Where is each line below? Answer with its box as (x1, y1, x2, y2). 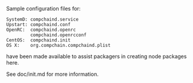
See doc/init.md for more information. (6, 71, 99, 78)
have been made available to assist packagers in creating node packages (6, 53, 187, 60)
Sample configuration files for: (6, 5, 81, 12)
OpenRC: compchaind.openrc (6, 27, 76, 33)
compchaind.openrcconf (30, 32, 87, 38)
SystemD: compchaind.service (6, 17, 79, 23)
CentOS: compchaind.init (6, 37, 71, 43)
